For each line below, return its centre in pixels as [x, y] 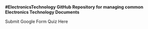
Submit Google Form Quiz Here [37, 22]
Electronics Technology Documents [42, 12]
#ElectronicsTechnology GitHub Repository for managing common [74, 7]
